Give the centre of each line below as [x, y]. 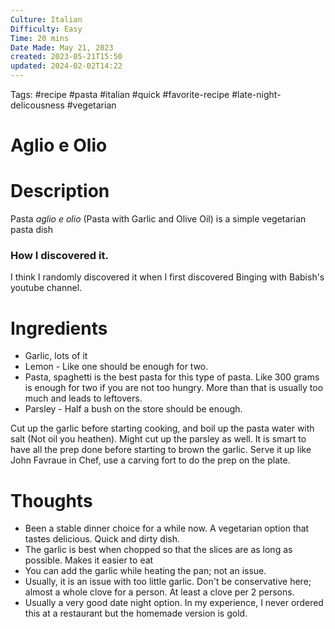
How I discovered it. [59, 256]
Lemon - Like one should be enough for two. [116, 367]
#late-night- [256, 94]
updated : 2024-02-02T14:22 [66, 66]
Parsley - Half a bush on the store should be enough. [133, 409]
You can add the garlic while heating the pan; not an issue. [145, 571]
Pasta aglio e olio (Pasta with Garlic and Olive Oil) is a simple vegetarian [158, 219]
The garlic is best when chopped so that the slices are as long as [158, 550]
